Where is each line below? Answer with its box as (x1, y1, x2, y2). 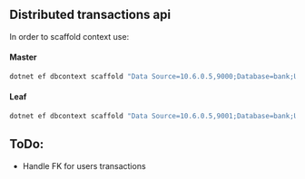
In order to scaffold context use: (9, 31, 130, 42)
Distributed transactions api (9, 7, 171, 23)
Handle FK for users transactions (22, 160, 147, 171)
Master (9, 52, 38, 62)
